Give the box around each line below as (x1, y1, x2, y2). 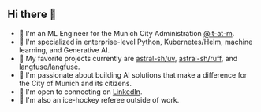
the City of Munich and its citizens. (18, 78, 132, 88)
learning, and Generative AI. (18, 45, 110, 55)
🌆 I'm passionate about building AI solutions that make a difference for (18, 70, 248, 79)
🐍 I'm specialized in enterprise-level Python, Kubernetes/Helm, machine (18, 37, 253, 46)
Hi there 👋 (7, 8, 57, 21)
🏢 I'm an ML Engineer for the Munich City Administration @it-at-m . (18, 28, 235, 38)
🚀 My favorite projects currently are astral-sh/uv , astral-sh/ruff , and (18, 53, 238, 63)
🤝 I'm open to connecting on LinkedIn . (18, 87, 143, 96)
